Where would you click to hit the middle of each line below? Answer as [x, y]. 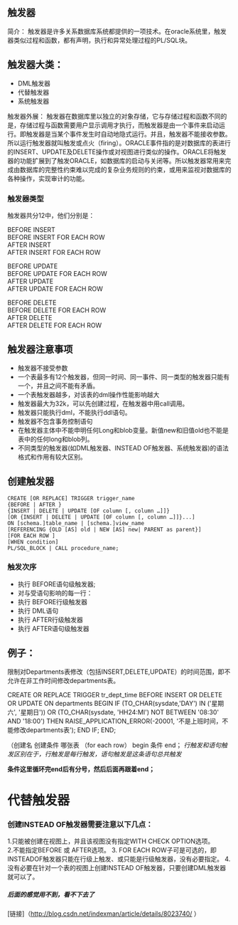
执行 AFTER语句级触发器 [54, 628]
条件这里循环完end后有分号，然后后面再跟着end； [81, 769]
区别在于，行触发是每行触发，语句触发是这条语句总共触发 [97, 754]
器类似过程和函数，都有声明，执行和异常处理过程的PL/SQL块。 [99, 40]
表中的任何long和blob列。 [55, 439]
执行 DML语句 [38, 610]
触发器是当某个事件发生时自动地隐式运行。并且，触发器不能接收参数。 [129, 134]
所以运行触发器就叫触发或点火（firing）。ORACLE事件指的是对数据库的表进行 [119, 143]
